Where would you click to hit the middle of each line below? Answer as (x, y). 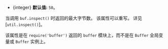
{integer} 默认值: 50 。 (35, 7)
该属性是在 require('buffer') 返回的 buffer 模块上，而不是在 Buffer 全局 (82, 35)
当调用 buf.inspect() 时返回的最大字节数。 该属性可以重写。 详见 (74, 18)
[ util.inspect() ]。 (25, 24)
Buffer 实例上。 (31, 41)
